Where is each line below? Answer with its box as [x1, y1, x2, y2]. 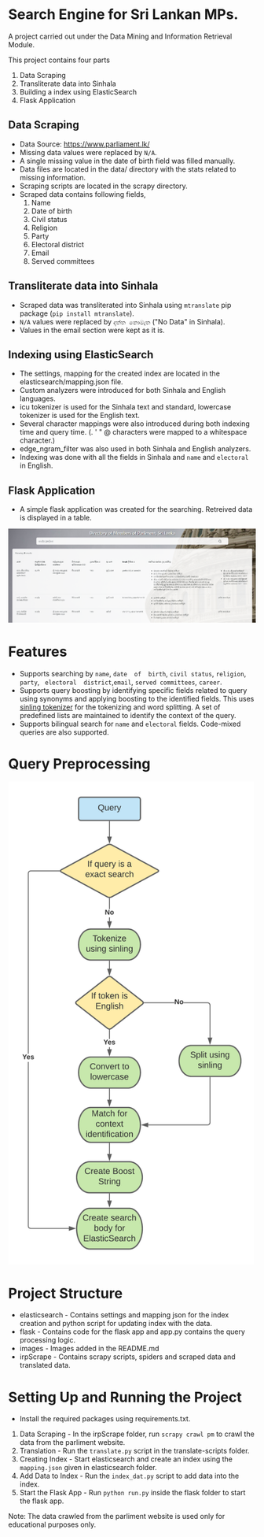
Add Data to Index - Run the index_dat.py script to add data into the [19, 1471, 240, 1481]
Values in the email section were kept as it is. [19, 325, 165, 335]
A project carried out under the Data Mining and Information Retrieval [8, 31, 233, 41]
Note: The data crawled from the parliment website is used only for [8, 1512, 225, 1521]
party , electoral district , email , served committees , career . [19, 677, 222, 687]
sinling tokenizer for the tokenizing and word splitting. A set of [19, 702, 221, 712]
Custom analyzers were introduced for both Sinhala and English [19, 386, 226, 395]
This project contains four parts [8, 55, 110, 65]
